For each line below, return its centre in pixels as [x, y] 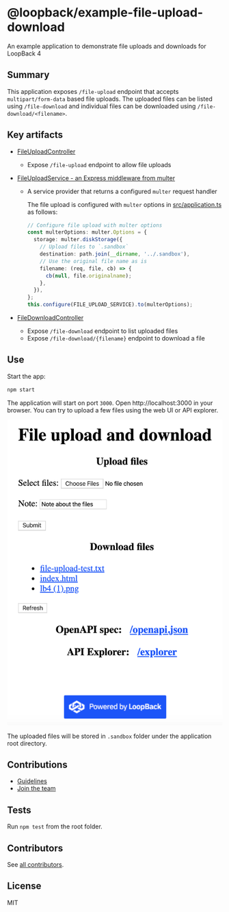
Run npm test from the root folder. [55, 826]
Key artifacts [35, 135]
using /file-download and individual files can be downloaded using [102, 106]
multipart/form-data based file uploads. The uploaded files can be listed [110, 99]
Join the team [36, 789]
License [24, 886]
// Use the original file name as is [93, 261]
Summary [28, 75]
